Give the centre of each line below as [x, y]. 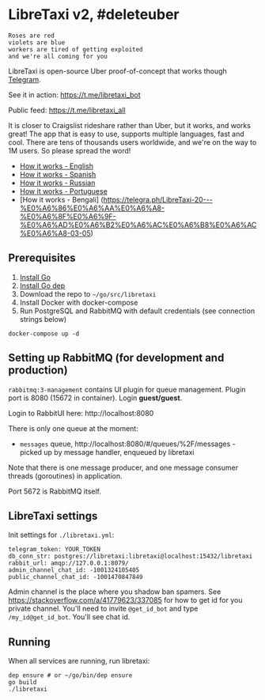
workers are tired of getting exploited [76, 49]
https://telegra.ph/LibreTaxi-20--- [158, 199]
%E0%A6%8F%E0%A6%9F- [68, 216]
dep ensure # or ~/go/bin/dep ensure [70, 675]
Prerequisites [42, 258]
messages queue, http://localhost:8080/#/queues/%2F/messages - [127, 444]
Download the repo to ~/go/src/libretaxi [88, 293]
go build [23, 683]
